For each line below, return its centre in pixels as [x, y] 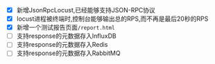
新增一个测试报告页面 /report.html [66, 28]
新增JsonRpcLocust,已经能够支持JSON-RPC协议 [86, 10]
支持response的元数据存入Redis [62, 45]
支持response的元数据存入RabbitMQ [68, 53]
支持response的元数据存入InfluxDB [66, 36]
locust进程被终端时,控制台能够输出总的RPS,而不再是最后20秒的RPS [112, 19]
